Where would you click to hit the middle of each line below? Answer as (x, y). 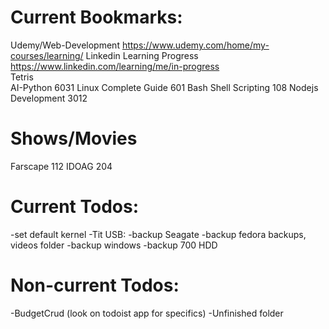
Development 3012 (49, 98)
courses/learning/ (47, 55)
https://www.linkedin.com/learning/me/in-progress (115, 66)
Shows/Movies (74, 138)
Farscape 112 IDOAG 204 (61, 166)
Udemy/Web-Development (65, 45)
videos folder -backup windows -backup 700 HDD (114, 245)
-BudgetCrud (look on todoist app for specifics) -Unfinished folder (147, 313)
